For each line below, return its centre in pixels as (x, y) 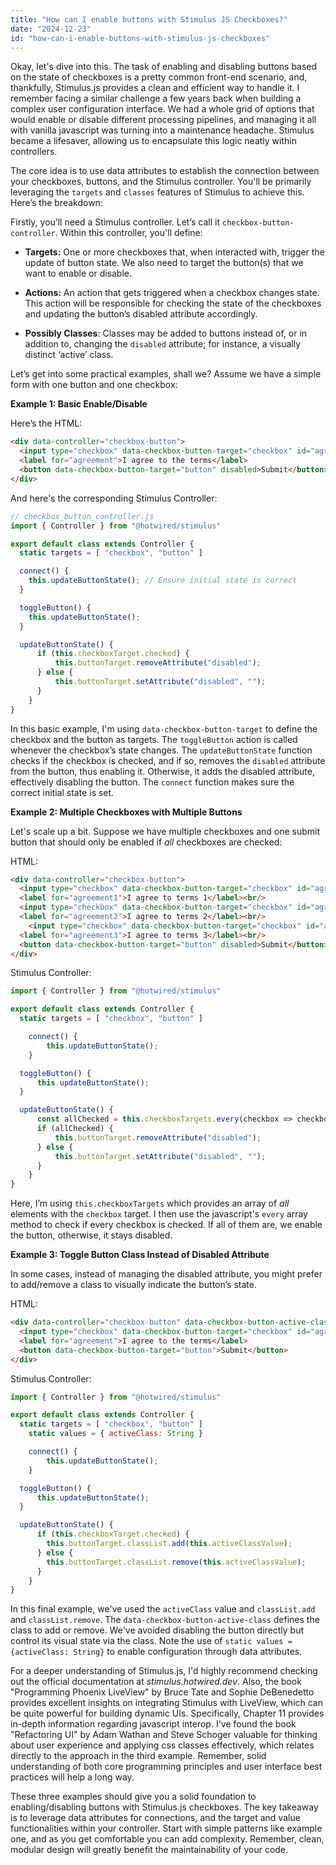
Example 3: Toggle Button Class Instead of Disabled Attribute (140, 1255)
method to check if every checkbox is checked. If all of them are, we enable (166, 1225)
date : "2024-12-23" (51, 29)
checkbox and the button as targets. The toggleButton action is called (154, 739)
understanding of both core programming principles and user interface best (166, 1767)
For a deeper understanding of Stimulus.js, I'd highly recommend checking (164, 1671)
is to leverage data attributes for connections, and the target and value (155, 1818)
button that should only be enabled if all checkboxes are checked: (146, 842)
